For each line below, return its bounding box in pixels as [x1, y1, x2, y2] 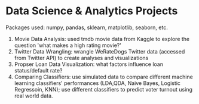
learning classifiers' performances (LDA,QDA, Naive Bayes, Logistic [14, 79, 180, 87]
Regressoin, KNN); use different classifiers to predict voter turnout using [14, 86, 192, 93]
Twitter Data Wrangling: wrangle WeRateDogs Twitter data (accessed [14, 48, 185, 55]
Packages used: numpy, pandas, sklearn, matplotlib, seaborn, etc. [5, 24, 168, 31]
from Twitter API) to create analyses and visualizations [14, 54, 149, 61]
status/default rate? [14, 67, 63, 74]
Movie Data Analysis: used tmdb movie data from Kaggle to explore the [14, 35, 190, 42]
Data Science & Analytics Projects [5, 4, 178, 18]
